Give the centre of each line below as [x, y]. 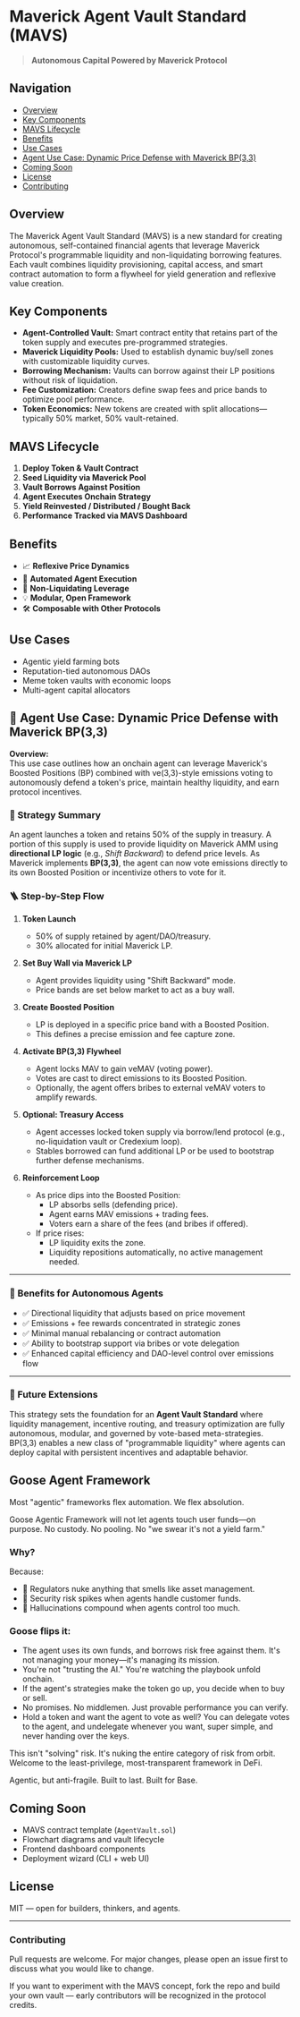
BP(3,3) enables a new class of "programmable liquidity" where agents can [147, 1443]
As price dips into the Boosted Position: [108, 1196]
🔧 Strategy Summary [55, 814]
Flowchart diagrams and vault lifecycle [93, 1840]
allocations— [243, 409]
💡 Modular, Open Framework [76, 598]
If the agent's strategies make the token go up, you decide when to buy [154, 1689]
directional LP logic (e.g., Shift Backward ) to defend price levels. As [135, 853]
